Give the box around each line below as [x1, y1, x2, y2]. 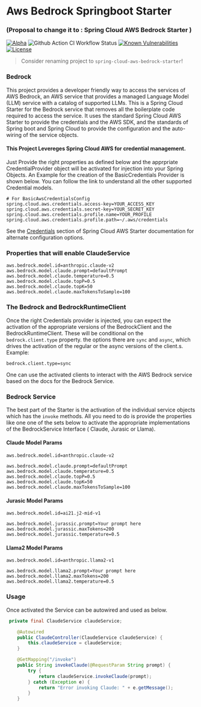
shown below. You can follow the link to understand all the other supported [6, 177, 192, 185]
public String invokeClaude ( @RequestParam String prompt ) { [17, 662, 171, 668]
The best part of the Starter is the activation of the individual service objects [6, 406, 196, 413]
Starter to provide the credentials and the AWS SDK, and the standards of [6, 118, 188, 125]
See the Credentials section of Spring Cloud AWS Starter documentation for [6, 227, 194, 235]
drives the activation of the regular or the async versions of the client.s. [6, 342, 184, 349]
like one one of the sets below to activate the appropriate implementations [6, 419, 191, 426]
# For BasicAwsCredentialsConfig [6, 195, 90, 201]
